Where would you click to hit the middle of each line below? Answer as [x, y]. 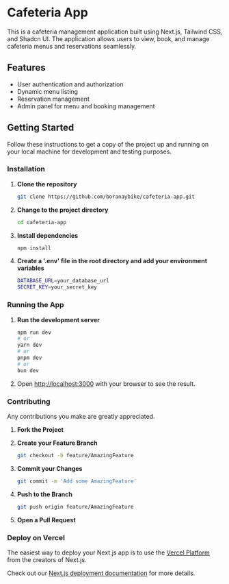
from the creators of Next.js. [47, 559]
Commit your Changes [50, 468]
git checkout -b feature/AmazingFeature [75, 455]
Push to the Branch [45, 494]
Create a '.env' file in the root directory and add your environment [112, 261]
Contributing [29, 401]
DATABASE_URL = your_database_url [63, 281]
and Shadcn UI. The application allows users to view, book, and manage [108, 38]
